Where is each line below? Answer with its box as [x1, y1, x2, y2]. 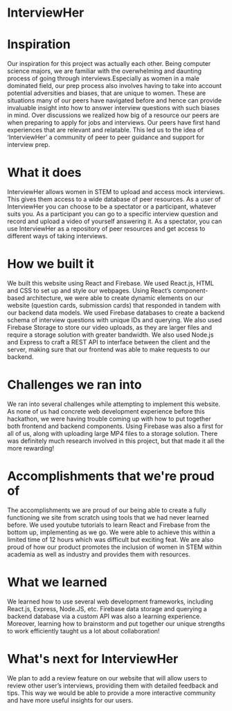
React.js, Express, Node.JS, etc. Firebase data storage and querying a [7, 604, 208, 613]
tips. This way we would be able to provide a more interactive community [7, 688, 216, 697]
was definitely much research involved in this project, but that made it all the [7, 437, 225, 445]
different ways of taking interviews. [7, 232, 108, 240]
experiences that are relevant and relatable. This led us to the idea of [7, 126, 204, 134]
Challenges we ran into [7, 377, 142, 393]
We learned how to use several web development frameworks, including [7, 597, 213, 606]
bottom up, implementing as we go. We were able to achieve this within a [7, 528, 216, 536]
